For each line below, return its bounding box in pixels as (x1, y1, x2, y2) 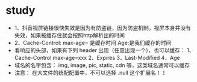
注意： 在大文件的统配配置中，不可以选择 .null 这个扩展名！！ (14, 69, 167, 76)
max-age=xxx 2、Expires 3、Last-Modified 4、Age (52, 54, 180, 61)
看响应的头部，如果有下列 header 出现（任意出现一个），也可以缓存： (14, 46, 186, 54)
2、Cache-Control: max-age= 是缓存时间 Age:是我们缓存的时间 (14, 39, 172, 46)
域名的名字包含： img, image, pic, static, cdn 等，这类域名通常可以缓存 (14, 61, 190, 69)
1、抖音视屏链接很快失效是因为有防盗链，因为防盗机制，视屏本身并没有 (14, 24, 191, 31)
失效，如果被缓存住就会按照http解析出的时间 (14, 31, 125, 39)
